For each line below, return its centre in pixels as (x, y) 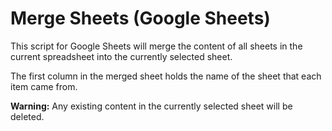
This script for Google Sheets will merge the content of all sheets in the (156, 46)
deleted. (27, 116)
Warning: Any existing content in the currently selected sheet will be (151, 106)
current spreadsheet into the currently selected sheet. (121, 56)
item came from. (44, 86)
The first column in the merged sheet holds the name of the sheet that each (166, 76)
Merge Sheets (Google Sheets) (140, 18)
